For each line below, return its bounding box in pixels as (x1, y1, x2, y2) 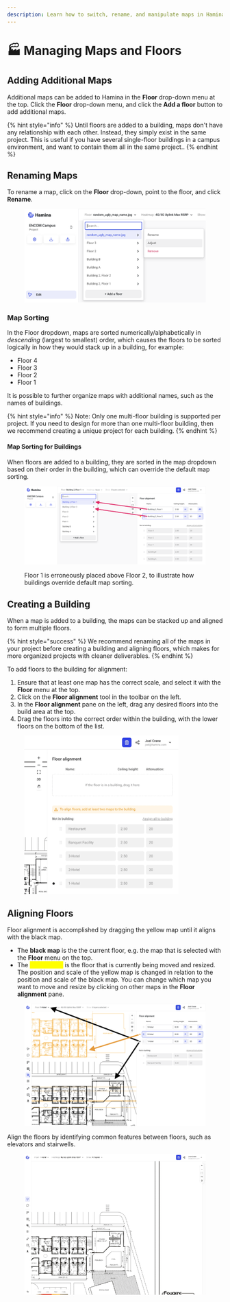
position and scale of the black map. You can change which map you (16, 975, 212, 984)
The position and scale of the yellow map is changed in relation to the (16, 968, 214, 977)
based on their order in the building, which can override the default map (7, 465, 210, 473)
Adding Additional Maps (7, 75, 112, 86)
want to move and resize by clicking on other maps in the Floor (16, 983, 195, 991)
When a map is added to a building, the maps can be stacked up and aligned (7, 616, 223, 624)
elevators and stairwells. (7, 1140, 76, 1148)
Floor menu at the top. (16, 685, 81, 694)
